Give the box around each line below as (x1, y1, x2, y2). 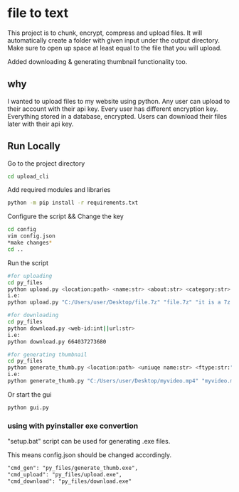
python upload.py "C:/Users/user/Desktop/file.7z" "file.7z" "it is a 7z (7, 299, 231, 306)
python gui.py (7, 404, 50, 411)
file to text (7, 5, 69, 21)
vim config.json (7, 232, 55, 240)
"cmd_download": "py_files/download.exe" (7, 478, 132, 485)
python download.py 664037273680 (7, 338, 107, 346)
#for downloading (7, 311, 59, 319)
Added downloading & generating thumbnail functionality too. (7, 57, 188, 65)
